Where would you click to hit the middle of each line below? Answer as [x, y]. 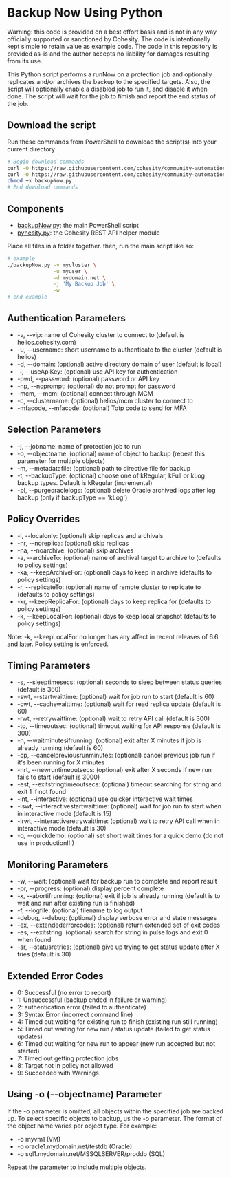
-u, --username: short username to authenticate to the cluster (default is [120, 350]
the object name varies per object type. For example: [82, 1126]
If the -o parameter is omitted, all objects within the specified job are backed [115, 1111]
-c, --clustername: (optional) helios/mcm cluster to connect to [105, 400]
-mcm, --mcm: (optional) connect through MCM [85, 393]
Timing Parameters [49, 665]
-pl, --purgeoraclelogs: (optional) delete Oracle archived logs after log [116, 490]
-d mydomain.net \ [80, 278]
